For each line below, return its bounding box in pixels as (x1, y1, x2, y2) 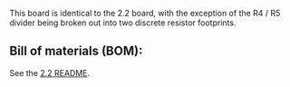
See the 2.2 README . (9, 67, 91, 78)
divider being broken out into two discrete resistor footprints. (9, 17, 237, 28)
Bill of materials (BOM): (9, 43, 143, 59)
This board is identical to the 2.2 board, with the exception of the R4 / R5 (9, 8, 281, 18)
